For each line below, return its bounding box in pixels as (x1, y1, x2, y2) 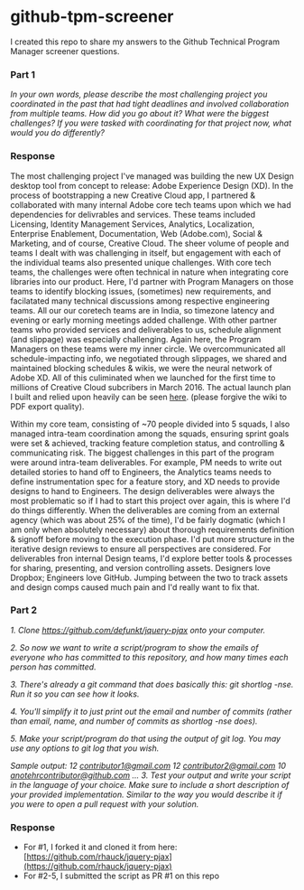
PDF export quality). (10, 400, 85, 412)
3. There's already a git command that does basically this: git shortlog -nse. (10, 679, 294, 689)
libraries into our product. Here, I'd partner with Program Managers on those (10, 276, 294, 286)
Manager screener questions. (10, 45, 120, 56)
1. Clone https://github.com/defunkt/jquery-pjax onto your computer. (10, 624, 265, 635)
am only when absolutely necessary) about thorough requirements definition (10, 524, 295, 535)
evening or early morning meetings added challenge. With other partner (10, 314, 278, 325)
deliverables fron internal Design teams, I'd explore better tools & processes (10, 553, 292, 564)
